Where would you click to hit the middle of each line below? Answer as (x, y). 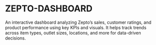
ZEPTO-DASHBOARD (49, 9)
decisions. (16, 38)
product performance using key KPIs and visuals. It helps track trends (76, 27)
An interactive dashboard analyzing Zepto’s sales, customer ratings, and (78, 22)
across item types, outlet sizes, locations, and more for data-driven (73, 33)
